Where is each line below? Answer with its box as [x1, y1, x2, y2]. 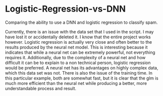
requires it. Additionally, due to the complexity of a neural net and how [5, 54, 146, 60]
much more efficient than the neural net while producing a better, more [5, 80, 147, 86]
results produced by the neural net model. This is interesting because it [5, 44, 148, 50]
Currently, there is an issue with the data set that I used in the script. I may [5, 29, 154, 34]
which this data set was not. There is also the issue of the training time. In [5, 70, 152, 76]
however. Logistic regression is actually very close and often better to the [5, 39, 152, 45]
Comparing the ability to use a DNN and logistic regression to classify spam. [5, 19, 158, 25]
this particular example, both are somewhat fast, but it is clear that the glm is [5, 75, 159, 81]
